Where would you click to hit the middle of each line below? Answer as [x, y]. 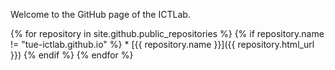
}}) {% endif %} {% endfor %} [72, 55]
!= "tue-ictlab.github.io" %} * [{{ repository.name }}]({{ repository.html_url [162, 44]
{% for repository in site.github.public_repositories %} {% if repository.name [167, 33]
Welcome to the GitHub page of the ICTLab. [100, 14]
